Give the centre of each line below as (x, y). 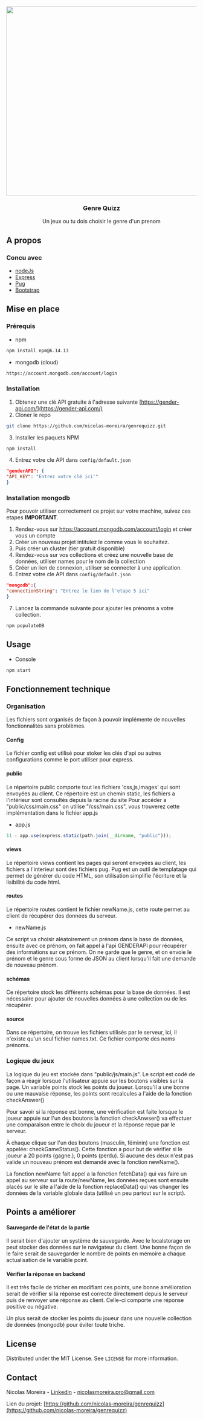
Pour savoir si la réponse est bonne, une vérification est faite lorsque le (95, 1111)
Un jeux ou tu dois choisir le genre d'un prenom (101, 222)
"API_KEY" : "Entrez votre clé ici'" (52, 477)
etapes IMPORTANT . (32, 518)
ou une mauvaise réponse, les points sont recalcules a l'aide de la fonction (99, 1093)
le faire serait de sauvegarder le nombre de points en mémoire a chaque (96, 1254)
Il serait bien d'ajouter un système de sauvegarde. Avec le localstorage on (98, 1241)
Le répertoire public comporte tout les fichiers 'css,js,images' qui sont (93, 787)
